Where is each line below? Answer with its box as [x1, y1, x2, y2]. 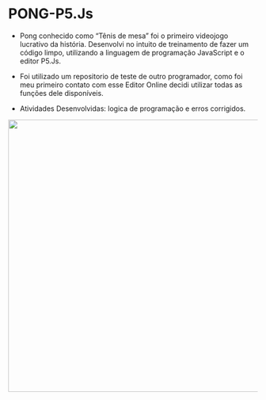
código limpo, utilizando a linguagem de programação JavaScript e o [19, 48, 245, 57]
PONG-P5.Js [8, 5, 93, 23]
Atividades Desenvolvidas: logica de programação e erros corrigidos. [19, 104, 246, 113]
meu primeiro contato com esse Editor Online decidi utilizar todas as [19, 80, 243, 90]
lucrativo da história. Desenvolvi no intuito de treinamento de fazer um [19, 39, 249, 48]
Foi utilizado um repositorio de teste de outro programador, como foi [19, 71, 243, 81]
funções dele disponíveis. [19, 88, 104, 97]
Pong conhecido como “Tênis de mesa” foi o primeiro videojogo [19, 31, 229, 40]
